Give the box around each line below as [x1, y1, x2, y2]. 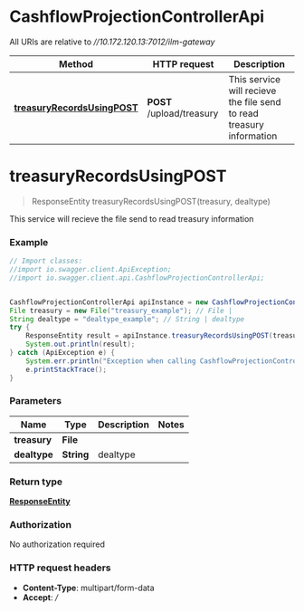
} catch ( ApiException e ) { [9, 349, 116, 358]
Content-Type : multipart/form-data [22, 582, 156, 593]
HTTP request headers [9, 561, 111, 574]
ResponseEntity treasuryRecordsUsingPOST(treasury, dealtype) [31, 196, 271, 206]
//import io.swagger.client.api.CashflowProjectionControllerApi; [9, 273, 265, 282]
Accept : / [22, 591, 59, 603]
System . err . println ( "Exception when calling [25, 356, 196, 366]
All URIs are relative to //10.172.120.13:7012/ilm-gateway [9, 36, 215, 47]
